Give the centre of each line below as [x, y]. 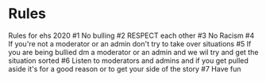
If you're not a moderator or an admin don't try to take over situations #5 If [130, 43]
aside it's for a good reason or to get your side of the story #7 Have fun [125, 68]
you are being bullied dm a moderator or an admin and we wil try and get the [133, 52]
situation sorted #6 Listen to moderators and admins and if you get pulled [128, 61]
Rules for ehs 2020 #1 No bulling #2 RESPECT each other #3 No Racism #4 [131, 35]
